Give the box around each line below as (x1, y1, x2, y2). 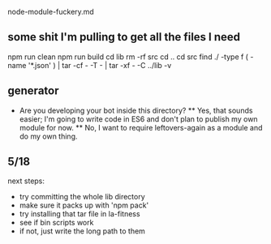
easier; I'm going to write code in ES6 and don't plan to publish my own (19, 113, 258, 124)
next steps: (7, 176, 45, 186)
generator (7, 84, 59, 98)
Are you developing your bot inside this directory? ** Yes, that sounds (19, 105, 253, 115)
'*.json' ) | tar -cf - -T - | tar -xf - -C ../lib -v (28, 60, 172, 70)
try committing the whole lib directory (19, 192, 145, 202)
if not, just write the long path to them (19, 226, 145, 236)
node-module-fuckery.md (7, 7, 94, 16)
